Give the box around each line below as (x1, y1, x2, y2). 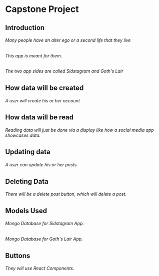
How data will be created (5, 84, 84, 92)
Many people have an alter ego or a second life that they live (5, 37, 131, 43)
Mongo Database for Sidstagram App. (5, 221, 84, 227)
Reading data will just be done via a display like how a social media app (5, 127, 154, 133)
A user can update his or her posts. (5, 162, 78, 168)
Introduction (5, 23, 45, 32)
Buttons (5, 251, 30, 260)
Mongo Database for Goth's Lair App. (5, 236, 83, 242)
